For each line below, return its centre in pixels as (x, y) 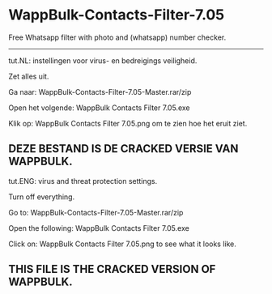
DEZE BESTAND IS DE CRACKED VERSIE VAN (123, 149)
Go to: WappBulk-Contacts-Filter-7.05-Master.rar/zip (96, 212)
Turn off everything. (42, 197)
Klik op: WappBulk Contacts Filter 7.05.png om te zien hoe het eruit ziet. (128, 123)
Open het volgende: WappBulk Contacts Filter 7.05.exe (99, 108)
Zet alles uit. (29, 76)
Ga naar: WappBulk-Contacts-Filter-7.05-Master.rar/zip (100, 92)
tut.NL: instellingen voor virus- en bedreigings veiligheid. (103, 60)
